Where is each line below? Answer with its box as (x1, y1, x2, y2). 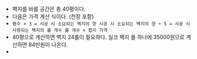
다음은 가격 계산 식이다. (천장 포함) (12, 13, 94, 20)
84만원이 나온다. (28, 41, 68, 48)
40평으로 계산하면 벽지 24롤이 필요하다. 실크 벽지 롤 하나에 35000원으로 (12, 33, 185, 41)
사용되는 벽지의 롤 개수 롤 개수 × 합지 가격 (12, 27, 108, 33)
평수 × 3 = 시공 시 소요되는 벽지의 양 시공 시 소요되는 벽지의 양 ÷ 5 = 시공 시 (12, 21, 190, 27)
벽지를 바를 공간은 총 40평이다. (12, 5, 86, 12)
